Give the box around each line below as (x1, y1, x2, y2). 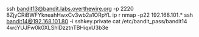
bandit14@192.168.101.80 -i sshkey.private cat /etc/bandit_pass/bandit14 (6, 18, 187, 24)
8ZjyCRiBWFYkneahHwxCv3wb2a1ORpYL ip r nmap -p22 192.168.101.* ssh (6, 11, 194, 18)
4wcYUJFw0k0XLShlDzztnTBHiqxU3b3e (6, 24, 108, 31)
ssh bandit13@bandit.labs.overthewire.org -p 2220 (6, 5, 134, 12)
